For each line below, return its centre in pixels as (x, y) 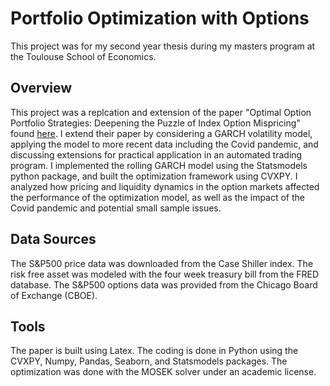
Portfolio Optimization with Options (160, 18)
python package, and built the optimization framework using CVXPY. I (154, 176)
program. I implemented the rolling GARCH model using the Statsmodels (159, 165)
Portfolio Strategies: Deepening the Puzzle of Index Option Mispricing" (155, 123)
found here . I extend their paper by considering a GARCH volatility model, (161, 133)
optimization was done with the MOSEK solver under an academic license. (163, 372)
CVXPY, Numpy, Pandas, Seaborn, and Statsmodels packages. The (149, 361)
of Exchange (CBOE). (54, 295)
